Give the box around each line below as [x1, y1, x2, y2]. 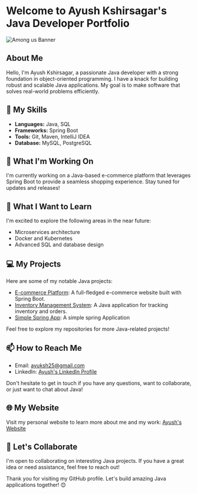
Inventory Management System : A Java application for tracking [14, 302, 168, 308]
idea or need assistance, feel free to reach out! [6, 464, 120, 471]
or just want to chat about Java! [6, 386, 83, 393]
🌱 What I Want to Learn [6, 202, 92, 212]
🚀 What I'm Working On [6, 156, 94, 166]
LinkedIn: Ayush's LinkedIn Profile [14, 368, 97, 375]
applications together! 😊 [6, 482, 67, 489]
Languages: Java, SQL [14, 120, 71, 127]
